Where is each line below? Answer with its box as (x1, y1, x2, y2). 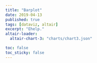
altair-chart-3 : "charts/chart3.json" (10, 36, 93, 41)
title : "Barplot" (5, 7, 42, 13)
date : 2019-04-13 (5, 12, 42, 17)
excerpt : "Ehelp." (5, 27, 44, 32)
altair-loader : (5, 31, 38, 36)
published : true (5, 17, 40, 22)
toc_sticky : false (5, 50, 44, 55)
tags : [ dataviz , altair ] (5, 22, 58, 27)
